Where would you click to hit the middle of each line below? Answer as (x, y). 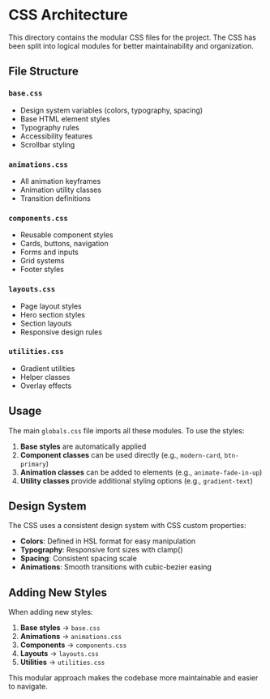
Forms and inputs (49, 252)
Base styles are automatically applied (83, 446)
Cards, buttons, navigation (64, 244)
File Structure (43, 72)
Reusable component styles (66, 235)
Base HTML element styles (65, 118)
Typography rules (49, 127)
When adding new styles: (51, 612)
